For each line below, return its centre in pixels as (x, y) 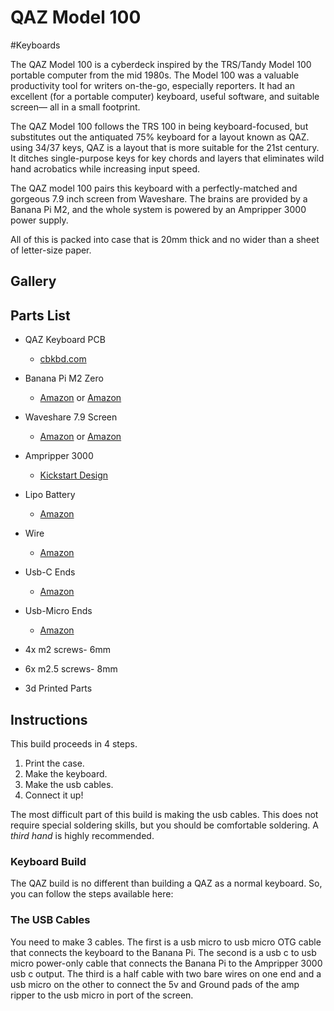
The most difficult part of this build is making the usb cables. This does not (164, 814)
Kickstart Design (74, 475)
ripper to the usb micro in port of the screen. (102, 995)
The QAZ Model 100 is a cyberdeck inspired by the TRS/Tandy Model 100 (161, 64)
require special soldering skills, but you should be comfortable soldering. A (164, 825)
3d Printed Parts (58, 688)
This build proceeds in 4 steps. (74, 743)
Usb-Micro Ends (58, 611)
